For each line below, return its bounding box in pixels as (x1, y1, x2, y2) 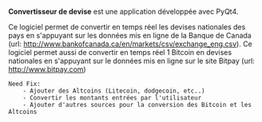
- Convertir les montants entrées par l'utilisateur (22, 94, 202, 102)
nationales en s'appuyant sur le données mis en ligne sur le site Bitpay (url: (8, 56, 256, 65)
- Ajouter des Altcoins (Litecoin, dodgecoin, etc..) (22, 87, 205, 95)
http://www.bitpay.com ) (8, 65, 86, 74)
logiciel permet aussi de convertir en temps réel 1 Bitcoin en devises (8, 48, 232, 57)
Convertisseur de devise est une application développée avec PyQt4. (8, 7, 239, 16)
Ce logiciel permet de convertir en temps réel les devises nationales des (8, 22, 246, 31)
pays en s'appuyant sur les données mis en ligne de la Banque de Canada (8, 31, 252, 40)
